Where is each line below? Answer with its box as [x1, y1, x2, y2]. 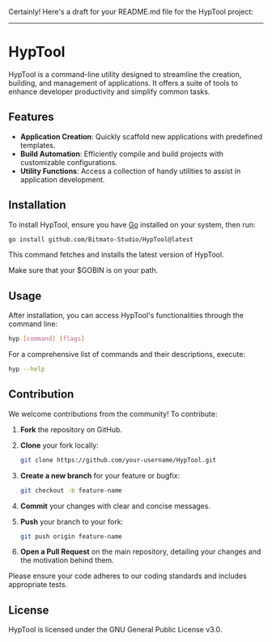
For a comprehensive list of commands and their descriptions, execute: [8, 350, 245, 359]
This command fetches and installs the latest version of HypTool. [8, 250, 224, 260]
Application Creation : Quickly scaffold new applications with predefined [19, 131, 263, 141]
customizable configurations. [19, 157, 117, 167]
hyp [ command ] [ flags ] [8, 335, 85, 343]
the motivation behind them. [19, 555, 115, 565]
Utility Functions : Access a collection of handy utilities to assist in [19, 166, 241, 176]
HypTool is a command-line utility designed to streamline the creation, [8, 69, 242, 79]
